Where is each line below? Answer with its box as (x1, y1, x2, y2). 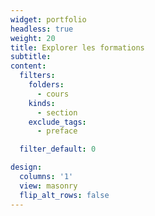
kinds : (28, 98, 56, 108)
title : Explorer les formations (10, 42, 145, 53)
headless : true (10, 24, 74, 34)
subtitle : (10, 52, 52, 62)
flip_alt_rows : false (19, 190, 110, 200)
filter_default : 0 (19, 144, 97, 155)
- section (36, 107, 78, 118)
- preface (36, 126, 78, 136)
